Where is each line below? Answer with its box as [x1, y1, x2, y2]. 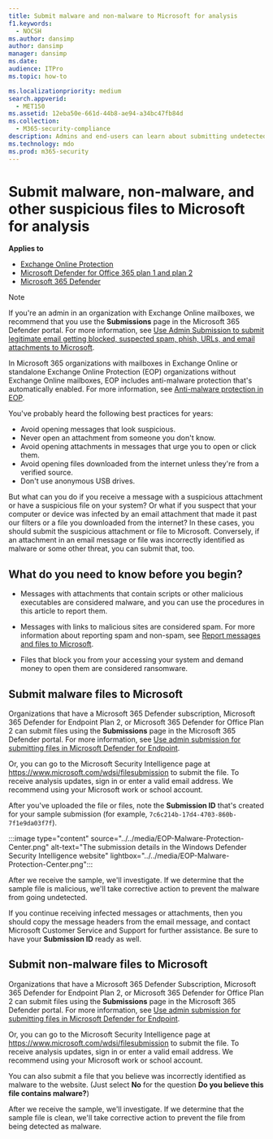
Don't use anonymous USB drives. [19, 476, 136, 486]
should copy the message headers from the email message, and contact [8, 917, 251, 927]
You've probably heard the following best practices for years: [8, 409, 214, 418]
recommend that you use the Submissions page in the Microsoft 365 [8, 317, 240, 327]
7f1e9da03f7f [8, 820, 53, 828]
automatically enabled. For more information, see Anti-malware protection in [8, 384, 264, 394]
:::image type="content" [8, 834, 89, 843]
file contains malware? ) [8, 1088, 89, 1098]
